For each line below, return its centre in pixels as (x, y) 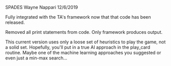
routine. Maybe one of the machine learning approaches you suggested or (83, 53)
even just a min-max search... (36, 58)
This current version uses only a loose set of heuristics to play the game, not (85, 42)
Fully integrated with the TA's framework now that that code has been (78, 17)
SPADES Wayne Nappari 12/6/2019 (42, 7)
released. (15, 22)
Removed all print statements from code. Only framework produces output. (84, 32)
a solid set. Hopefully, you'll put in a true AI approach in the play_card (78, 47)
